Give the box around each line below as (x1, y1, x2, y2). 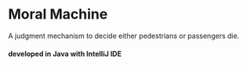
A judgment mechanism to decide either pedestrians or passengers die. (8, 31, 240, 40)
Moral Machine (8, 5, 108, 23)
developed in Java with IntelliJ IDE (8, 49, 122, 58)
